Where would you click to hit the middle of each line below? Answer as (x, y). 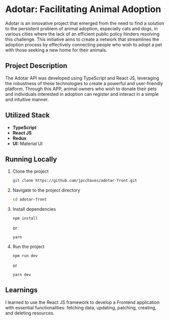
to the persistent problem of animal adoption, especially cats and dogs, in (81, 28)
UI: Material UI (27, 143)
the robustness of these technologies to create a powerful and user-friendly (84, 83)
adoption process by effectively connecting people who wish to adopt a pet (84, 44)
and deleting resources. (30, 313)
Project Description (36, 66)
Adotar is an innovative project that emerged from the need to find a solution (85, 23)
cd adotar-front (30, 200)
